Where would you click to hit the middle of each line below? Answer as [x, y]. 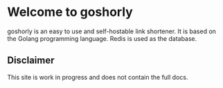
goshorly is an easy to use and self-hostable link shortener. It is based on [112, 31]
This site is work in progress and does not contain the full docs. [98, 77]
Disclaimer [31, 61]
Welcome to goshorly [70, 12]
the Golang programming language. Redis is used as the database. [102, 38]
